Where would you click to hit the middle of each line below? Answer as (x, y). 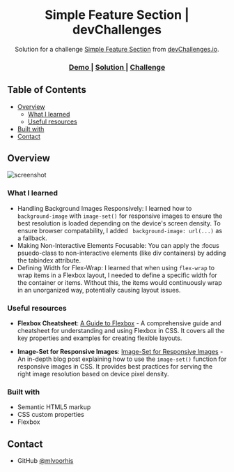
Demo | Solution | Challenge (117, 67)
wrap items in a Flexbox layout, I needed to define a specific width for (117, 275)
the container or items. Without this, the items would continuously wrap (120, 282)
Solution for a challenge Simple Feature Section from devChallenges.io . (117, 49)
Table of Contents (47, 90)
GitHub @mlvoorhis (45, 461)
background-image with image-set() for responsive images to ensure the (120, 216)
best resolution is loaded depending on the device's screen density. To (119, 223)
